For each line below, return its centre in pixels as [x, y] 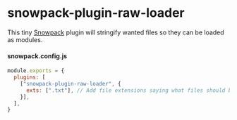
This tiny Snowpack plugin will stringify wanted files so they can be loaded [116, 32]
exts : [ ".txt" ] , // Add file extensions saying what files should [126, 90]
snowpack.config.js [37, 56]
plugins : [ [30, 78]
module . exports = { [36, 71]
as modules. [25, 39]
